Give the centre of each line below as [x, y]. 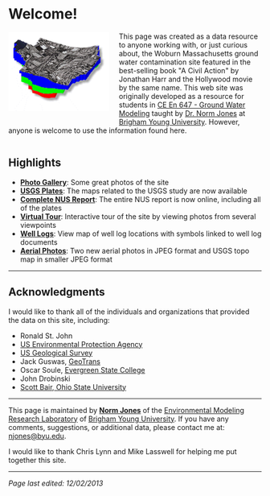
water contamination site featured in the [185, 62]
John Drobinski [45, 378]
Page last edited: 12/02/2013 [56, 483]
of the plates [41, 208]
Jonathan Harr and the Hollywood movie [186, 79]
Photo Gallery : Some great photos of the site [94, 182]
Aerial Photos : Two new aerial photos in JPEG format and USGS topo [135, 250]
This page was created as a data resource [189, 36]
